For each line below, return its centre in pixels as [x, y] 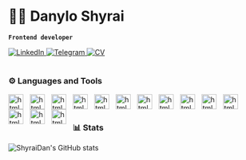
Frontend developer [41, 37]
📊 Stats [88, 127]
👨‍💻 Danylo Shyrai [67, 16]
